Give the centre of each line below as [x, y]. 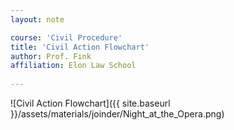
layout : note [37, 19]
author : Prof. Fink [51, 56]
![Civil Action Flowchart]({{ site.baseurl [90, 103]
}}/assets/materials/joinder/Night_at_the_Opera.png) [117, 114]
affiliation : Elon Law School [73, 66]
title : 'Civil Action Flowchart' [80, 47]
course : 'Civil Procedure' [66, 37]
